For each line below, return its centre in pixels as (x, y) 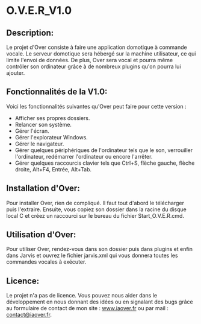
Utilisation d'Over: (41, 235)
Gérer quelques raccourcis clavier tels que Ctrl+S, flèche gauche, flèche (105, 163)
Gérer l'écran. (32, 131)
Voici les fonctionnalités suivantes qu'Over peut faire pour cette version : (96, 106)
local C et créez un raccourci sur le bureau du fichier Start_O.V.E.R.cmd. (95, 215)
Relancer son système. (43, 124)
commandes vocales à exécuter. (46, 262)
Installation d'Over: (43, 189)
